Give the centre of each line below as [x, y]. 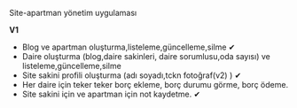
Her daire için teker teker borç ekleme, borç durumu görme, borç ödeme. [155, 85]
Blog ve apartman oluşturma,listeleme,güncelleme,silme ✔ [129, 47]
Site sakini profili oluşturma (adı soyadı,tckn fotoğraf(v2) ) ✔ [132, 75]
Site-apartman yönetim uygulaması [73, 13]
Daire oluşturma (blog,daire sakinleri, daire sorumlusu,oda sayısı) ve [146, 56]
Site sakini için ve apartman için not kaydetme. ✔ [111, 94]
